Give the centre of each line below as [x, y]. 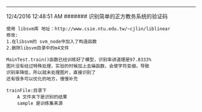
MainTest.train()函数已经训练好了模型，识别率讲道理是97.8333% [79, 60]
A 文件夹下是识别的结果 [42, 97]
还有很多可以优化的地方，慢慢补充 [42, 79]
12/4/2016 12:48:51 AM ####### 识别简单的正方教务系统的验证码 [87, 16]
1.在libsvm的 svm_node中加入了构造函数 [52, 42]
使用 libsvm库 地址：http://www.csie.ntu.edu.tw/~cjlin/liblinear [88, 29]
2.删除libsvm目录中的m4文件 [38, 48]
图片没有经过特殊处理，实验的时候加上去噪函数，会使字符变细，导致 [78, 66]
